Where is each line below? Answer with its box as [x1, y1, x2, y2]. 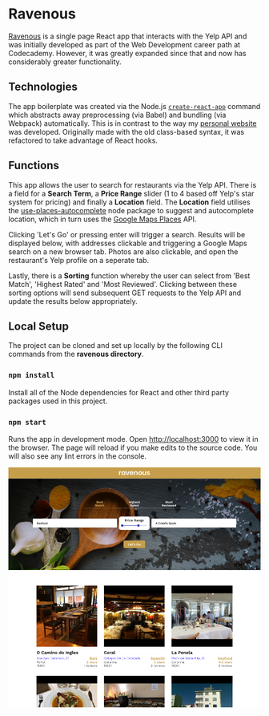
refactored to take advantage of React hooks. [8, 136, 159, 145]
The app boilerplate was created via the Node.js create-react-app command [8, 101, 261, 111]
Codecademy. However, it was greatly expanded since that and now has [8, 48, 247, 58]
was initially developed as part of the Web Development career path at [8, 39, 241, 49]
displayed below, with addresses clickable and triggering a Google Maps [8, 238, 247, 248]
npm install [8, 370, 55, 380]
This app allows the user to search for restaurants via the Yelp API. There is [8, 180, 257, 189]
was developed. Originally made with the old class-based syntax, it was [8, 127, 245, 136]
